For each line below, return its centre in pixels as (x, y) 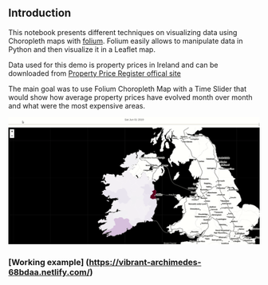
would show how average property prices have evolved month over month (130, 97)
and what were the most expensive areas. (77, 105)
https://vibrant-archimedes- (145, 263)
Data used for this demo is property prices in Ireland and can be (113, 65)
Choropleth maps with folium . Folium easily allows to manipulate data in (126, 41)
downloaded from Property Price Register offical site (95, 73)
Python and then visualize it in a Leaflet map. (82, 49)
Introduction (40, 13)
